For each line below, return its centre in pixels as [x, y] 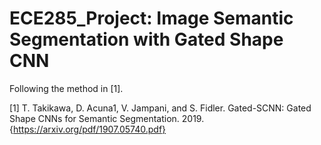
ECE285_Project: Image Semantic [151, 18]
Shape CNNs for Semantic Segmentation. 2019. [107, 118]
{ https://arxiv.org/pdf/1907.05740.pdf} [88, 129]
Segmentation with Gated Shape [146, 39]
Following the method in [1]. [66, 88]
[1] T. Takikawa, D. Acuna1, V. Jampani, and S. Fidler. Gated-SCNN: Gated [160, 108]
